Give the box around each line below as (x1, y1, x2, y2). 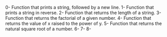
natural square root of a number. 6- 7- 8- (5, 26, 91, 32)
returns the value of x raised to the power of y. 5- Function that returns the (5, 20, 162, 26)
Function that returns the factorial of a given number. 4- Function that (5, 15, 152, 21)
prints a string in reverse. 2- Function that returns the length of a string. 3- (5, 10, 162, 16)
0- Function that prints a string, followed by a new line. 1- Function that (5, 5, 154, 10)
